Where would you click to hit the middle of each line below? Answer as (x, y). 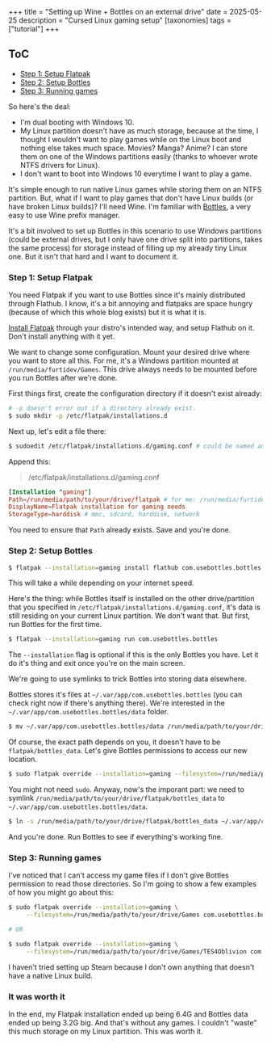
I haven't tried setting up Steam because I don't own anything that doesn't (131, 967)
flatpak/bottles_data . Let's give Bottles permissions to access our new (128, 751)
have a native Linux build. (50, 975)
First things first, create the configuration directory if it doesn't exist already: (135, 394)
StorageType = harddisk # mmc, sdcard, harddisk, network (104, 515)
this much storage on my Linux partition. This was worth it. (106, 1031)
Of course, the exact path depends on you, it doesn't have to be (115, 742)
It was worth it (37, 996)
